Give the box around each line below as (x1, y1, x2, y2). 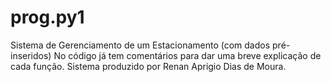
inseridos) (10, 49, 52, 61)
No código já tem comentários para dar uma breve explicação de (53, 49, 322, 61)
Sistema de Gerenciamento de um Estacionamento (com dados (10, 39, 271, 51)
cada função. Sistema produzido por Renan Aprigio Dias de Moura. (10, 60, 287, 72)
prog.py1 (10, 6, 85, 29)
